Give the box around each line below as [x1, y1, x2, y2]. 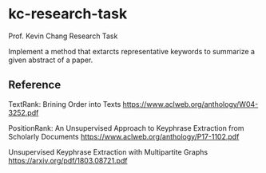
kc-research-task [8, 5, 128, 23]
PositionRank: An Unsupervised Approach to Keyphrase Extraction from [8, 123, 244, 132]
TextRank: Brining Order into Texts [8, 99, 121, 108]
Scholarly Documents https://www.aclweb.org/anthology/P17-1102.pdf [8, 132, 240, 141]
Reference [8, 78, 62, 92]
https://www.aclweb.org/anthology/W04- [122, 99, 259, 108]
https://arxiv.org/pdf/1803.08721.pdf [8, 155, 128, 165]
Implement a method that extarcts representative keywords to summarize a [8, 46, 256, 56]
